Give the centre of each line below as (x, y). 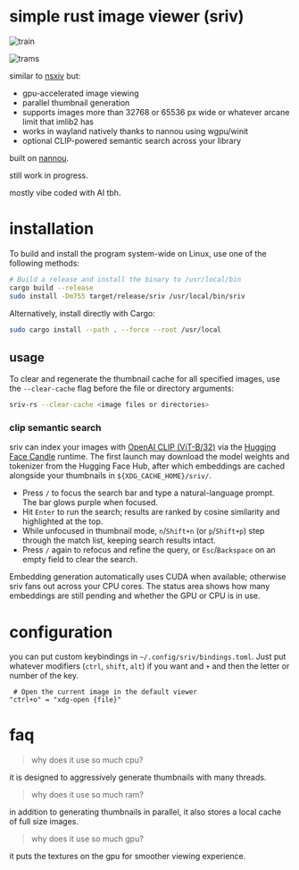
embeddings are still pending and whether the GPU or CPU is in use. (135, 595)
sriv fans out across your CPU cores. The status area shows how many (140, 587)
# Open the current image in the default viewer (105, 692)
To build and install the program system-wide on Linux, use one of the (138, 253)
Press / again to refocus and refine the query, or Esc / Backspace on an (149, 550)
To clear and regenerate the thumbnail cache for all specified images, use (145, 379)
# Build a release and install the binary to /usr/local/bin (125, 279)
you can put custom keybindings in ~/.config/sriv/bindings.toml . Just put (148, 657)
